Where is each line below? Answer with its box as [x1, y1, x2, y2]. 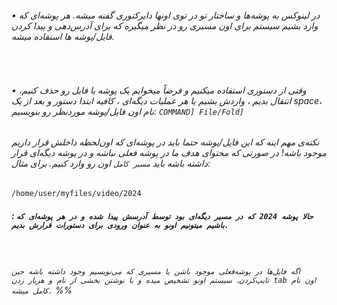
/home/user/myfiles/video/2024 [11, 189, 142, 199]
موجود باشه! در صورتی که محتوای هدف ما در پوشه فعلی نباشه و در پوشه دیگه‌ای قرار [11, 147, 327, 159]
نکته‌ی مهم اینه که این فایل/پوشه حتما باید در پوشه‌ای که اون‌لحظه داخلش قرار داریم [11, 136, 320, 148]
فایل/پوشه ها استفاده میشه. [11, 30, 115, 42]
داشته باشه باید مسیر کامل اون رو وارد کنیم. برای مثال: [11, 157, 211, 170]
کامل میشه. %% [11, 284, 73, 296]
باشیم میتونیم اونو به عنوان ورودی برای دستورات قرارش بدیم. [11, 220, 229, 230]
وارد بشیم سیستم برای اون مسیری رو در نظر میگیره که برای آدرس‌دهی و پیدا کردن [11, 19, 319, 31]
